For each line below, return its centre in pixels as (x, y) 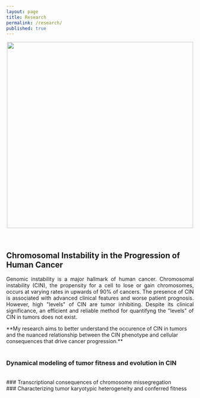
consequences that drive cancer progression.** (65, 341)
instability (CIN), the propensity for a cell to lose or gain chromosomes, (100, 285)
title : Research (26, 17)
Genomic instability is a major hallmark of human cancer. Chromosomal (100, 279)
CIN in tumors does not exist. (42, 317)
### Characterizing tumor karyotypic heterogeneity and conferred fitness (97, 388)
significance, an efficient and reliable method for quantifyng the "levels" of (100, 311)
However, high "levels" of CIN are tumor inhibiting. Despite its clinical (100, 304)
